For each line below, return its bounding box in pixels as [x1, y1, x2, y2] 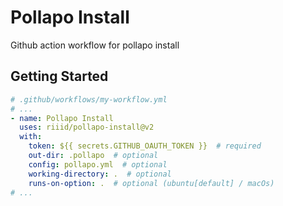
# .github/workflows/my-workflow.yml [10, 94, 168, 105]
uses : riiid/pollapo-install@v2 [19, 122, 155, 133]
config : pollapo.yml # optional [28, 159, 168, 170]
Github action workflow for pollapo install [10, 39, 180, 51]
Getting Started [10, 68, 109, 85]
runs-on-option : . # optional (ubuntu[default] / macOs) [28, 178, 275, 188]
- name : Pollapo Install [10, 113, 114, 123]
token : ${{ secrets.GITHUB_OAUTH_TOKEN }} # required [28, 141, 262, 151]
